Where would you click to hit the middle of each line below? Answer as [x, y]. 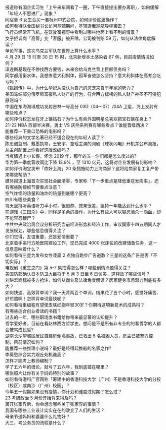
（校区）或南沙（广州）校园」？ [38, 385]
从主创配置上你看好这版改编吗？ [38, 150]
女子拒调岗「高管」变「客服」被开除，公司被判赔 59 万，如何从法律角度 [78, 38]
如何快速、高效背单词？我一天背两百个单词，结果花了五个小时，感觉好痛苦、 [83, 292]
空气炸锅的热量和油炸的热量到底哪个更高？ [48, 193]
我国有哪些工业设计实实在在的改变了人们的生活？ [55, 410]
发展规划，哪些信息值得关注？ [35, 230]
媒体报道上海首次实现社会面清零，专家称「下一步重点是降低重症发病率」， [80, 181]
